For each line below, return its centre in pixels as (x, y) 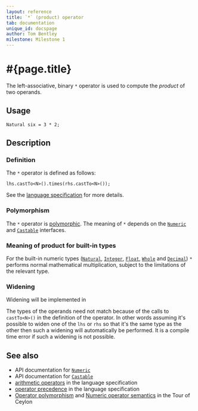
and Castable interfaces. (36, 230)
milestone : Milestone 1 (36, 39)
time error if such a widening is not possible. (61, 337)
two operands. (24, 92)
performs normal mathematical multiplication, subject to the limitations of (96, 265)
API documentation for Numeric (52, 370)
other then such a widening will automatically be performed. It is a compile (98, 330)
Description (28, 143)
